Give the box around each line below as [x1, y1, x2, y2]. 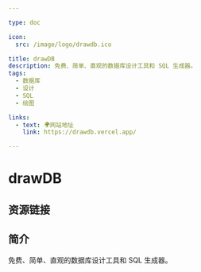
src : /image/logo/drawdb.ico [15, 41, 112, 49]
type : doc [8, 18, 41, 26]
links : [8, 113, 30, 122]
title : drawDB [8, 55, 56, 63]
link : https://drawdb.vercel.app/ [22, 128, 137, 136]
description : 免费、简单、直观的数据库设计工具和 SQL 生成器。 [8, 62, 197, 70]
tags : [8, 69, 26, 78]
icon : [8, 33, 26, 41]
